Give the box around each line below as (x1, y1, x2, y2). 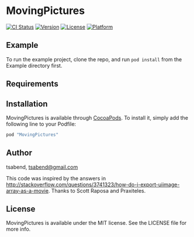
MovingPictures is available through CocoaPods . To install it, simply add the (6, 114, 189, 121)
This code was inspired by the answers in (6, 175, 106, 182)
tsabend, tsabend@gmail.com (6, 163, 78, 170)
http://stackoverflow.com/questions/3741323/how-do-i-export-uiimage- (6, 181, 180, 188)
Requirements (6, 79, 58, 89)
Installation (6, 99, 48, 109)
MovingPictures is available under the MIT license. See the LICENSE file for (6, 219, 187, 226)
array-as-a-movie (6, 187, 49, 194)
